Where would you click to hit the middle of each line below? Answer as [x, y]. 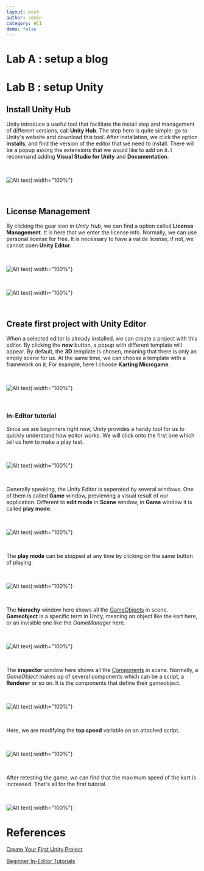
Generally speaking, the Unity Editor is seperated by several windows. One [100, 490]
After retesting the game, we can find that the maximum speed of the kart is [101, 778]
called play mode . [29, 509]
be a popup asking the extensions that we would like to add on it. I [89, 150]
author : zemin [24, 18]
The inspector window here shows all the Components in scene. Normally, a [102, 670]
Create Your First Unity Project [45, 850]
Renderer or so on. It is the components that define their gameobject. [93, 683]
